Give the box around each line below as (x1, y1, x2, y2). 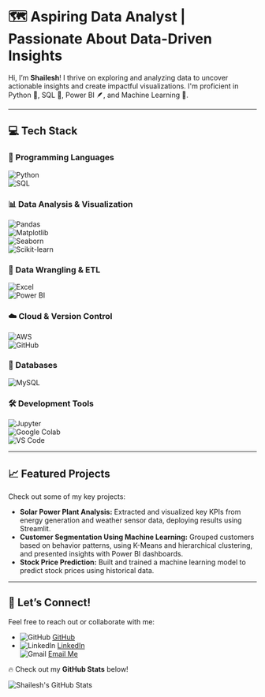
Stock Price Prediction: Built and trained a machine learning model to (19, 557, 246, 567)
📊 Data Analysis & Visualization (8, 198, 133, 209)
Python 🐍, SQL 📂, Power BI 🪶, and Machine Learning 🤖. (8, 90, 189, 99)
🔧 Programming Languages (8, 152, 114, 163)
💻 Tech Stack (8, 125, 78, 138)
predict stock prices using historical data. (19, 565, 155, 575)
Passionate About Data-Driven (8, 30, 213, 48)
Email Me (48, 649, 79, 658)
